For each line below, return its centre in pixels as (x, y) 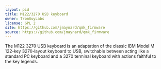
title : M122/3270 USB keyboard (37, 14)
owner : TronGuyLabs (25, 18)
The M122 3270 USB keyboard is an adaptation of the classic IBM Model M (80, 46)
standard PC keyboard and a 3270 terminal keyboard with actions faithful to (81, 56)
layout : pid (17, 9)
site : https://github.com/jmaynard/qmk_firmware (55, 28)
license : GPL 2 (20, 23)
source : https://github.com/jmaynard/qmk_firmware (57, 32)
